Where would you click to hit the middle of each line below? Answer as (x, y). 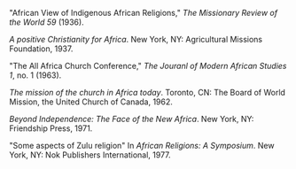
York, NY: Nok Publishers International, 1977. (90, 155)
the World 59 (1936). (47, 22)
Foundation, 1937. (41, 49)
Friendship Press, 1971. (51, 128)
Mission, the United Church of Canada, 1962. (91, 102)
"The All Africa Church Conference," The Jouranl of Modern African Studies (148, 66)
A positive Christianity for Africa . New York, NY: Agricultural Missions (136, 39)
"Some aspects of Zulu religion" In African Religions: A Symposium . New (142, 146)
